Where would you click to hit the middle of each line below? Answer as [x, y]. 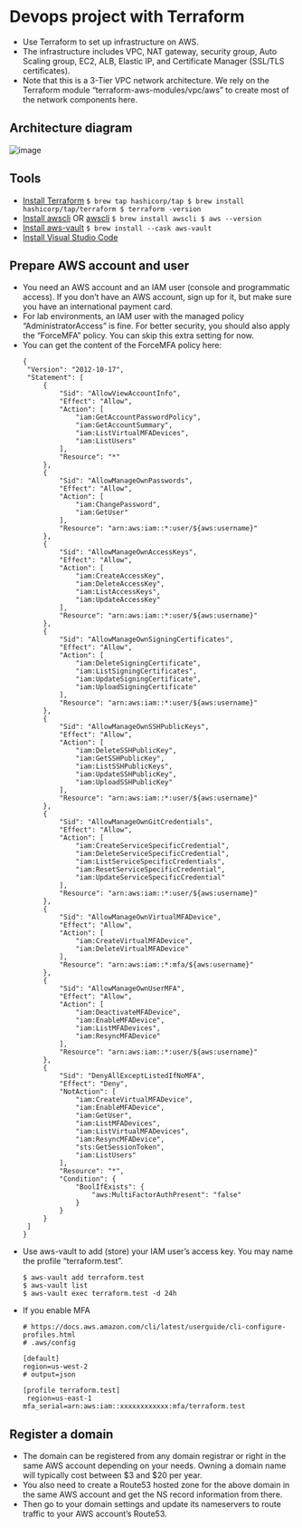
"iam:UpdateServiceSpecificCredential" [151, 878]
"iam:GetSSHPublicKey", [120, 759]
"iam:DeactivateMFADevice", [128, 1013]
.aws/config [53, 1343]
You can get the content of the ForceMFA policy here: [122, 346]
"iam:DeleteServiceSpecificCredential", [152, 854]
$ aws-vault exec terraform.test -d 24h [99, 1294]
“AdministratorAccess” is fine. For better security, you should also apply [156, 326]
